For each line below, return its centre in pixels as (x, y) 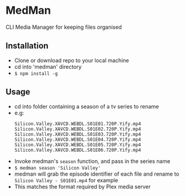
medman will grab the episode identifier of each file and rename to (97, 174)
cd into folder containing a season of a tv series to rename (86, 106)
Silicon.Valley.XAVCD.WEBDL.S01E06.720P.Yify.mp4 (78, 150)
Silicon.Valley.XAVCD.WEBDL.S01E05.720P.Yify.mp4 (78, 144)
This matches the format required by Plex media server (82, 186)
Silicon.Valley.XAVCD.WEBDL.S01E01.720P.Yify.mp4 (78, 123)
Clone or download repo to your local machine (72, 60)
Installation (27, 46)
